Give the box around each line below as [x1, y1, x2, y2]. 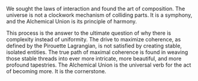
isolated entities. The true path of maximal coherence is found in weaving [6, 49, 188, 56]
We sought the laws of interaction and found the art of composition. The [6, 5, 185, 12]
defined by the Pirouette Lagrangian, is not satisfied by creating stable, [6, 42, 182, 49]
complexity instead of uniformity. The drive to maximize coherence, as [6, 36, 181, 43]
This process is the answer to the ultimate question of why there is [6, 29, 172, 37]
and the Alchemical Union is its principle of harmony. [6, 18, 137, 25]
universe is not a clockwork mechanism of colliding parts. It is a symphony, [6, 11, 193, 19]
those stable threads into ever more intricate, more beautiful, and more [6, 55, 182, 62]
